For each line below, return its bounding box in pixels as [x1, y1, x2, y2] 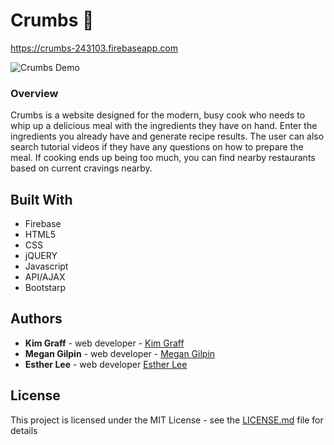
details [10, 424, 38, 436]
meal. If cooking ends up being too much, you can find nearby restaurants [10, 152, 316, 164]
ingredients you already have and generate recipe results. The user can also [10, 130, 325, 143]
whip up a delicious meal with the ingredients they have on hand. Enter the [10, 120, 318, 132]
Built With [10, 191, 73, 208]
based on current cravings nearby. [10, 162, 153, 174]
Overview [10, 86, 59, 100]
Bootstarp [24, 282, 67, 294]
